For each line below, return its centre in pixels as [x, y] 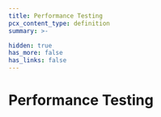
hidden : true [30, 45]
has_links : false [38, 61]
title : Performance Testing [56, 16]
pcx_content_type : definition [59, 23]
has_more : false [36, 53]
